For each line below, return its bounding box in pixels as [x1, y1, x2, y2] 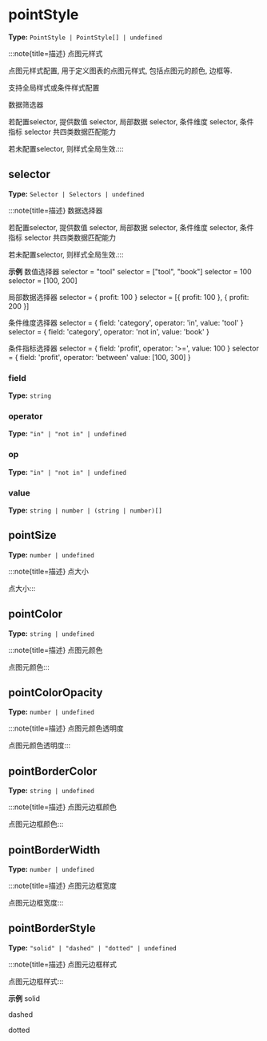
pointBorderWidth [8, 843, 101, 857]
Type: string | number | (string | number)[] [8, 505, 162, 515]
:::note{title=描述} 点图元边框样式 [8, 959, 118, 969]
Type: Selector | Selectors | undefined [8, 188, 145, 198]
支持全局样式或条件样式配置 [8, 83, 100, 92]
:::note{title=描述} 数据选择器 [8, 205, 103, 215]
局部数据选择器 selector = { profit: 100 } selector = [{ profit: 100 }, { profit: [8, 292, 249, 302]
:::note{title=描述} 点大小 [8, 566, 90, 576]
